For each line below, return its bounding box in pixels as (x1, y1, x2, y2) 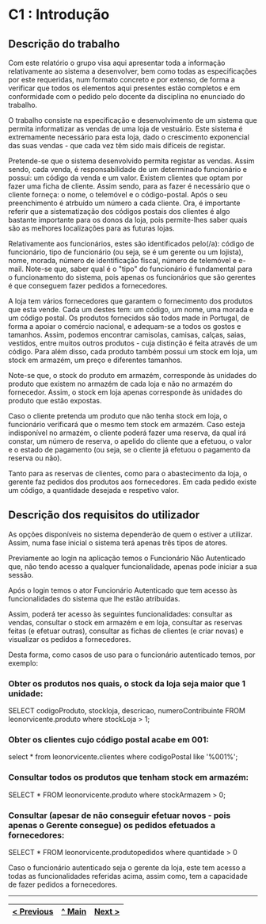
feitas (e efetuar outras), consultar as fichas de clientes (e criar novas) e (8, 626, 244, 636)
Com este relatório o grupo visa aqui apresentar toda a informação (8, 58, 226, 67)
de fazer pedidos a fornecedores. (8, 880, 118, 889)
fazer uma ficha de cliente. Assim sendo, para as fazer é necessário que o (8, 181, 251, 191)
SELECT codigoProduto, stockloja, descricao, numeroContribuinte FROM (8, 706, 245, 716)
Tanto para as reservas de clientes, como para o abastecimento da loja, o (8, 469, 248, 478)
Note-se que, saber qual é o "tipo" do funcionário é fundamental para (25, 264, 253, 273)
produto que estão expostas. (8, 396, 102, 405)
